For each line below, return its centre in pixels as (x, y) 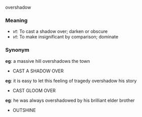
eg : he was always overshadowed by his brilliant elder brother (70, 100)
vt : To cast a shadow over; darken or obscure (60, 31)
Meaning (16, 20)
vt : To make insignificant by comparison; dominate (65, 37)
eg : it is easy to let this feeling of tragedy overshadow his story (71, 81)
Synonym (17, 50)
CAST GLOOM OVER (34, 90)
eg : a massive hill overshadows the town (48, 61)
